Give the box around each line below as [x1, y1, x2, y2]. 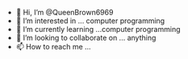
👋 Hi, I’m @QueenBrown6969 [15, 8, 114, 17]
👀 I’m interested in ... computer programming [15, 16, 165, 26]
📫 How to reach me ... [15, 42, 91, 51]
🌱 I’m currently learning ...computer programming [15, 25, 181, 33]
